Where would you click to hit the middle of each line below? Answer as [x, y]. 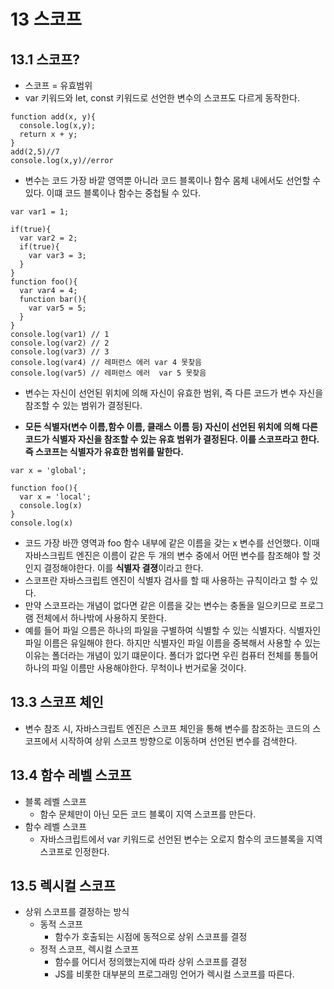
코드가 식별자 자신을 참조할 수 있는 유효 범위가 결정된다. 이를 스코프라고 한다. [172, 439]
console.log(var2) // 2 [60, 343]
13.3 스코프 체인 [57, 702]
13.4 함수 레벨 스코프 [71, 775]
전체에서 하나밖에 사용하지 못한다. [101, 618]
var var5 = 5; [57, 308]
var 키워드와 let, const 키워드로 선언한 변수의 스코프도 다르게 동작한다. [162, 98]
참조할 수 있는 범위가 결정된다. [83, 405]
